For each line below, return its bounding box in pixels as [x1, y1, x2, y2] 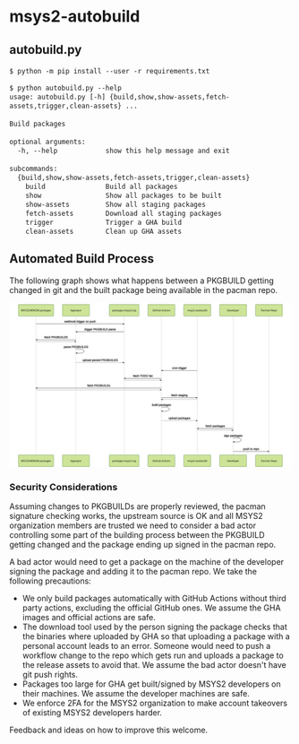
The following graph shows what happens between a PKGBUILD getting [9, 275, 275, 286]
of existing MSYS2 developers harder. [21, 707, 163, 718]
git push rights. [21, 670, 79, 680]
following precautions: [9, 575, 91, 586]
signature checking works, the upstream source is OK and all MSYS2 [9, 511, 263, 522]
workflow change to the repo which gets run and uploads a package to [21, 650, 284, 661]
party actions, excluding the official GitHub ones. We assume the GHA [21, 602, 281, 613]
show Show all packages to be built [25, 191, 222, 200]
